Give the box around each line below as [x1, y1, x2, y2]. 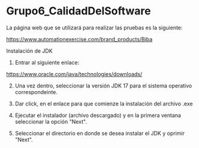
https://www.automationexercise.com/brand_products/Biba [6, 35, 153, 43]
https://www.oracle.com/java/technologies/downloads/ [6, 70, 143, 77]
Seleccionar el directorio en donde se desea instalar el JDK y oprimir [14, 129, 185, 137]
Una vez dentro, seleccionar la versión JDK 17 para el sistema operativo [14, 82, 192, 89]
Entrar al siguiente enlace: [14, 59, 80, 66]
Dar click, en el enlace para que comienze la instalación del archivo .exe [14, 100, 193, 107]
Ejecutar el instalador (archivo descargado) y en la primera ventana [14, 111, 182, 119]
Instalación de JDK [6, 47, 53, 55]
